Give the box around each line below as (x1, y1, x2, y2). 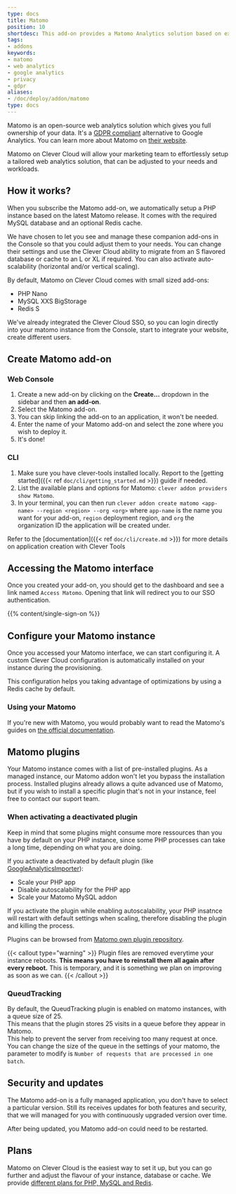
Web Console (7, 374, 54, 384)
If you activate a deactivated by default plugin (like (7, 856, 154, 865)
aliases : (7, 89, 33, 96)
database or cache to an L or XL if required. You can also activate (7, 255, 197, 263)
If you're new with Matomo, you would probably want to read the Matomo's (7, 718, 225, 726)
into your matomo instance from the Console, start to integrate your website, (7, 325, 229, 334)
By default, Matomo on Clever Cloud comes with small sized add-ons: (7, 276, 209, 284)
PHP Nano (17, 289, 48, 297)
